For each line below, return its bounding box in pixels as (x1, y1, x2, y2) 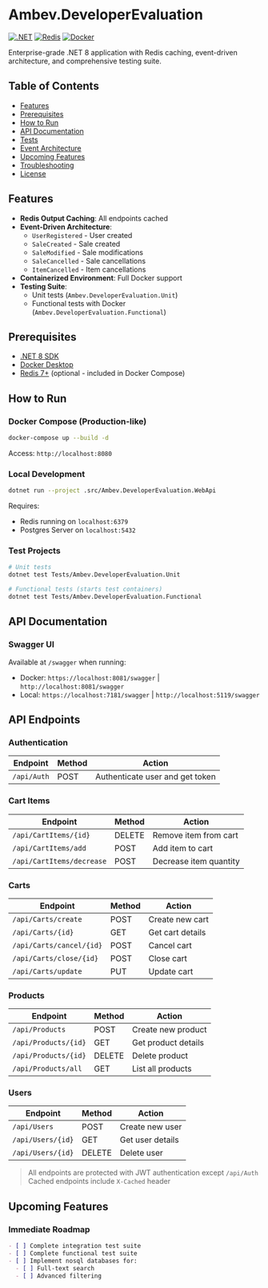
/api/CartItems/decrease (12, 856, 107, 866)
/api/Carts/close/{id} (12, 954, 98, 963)
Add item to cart (152, 842, 214, 854)
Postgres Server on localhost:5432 (19, 525, 136, 535)
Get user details (119, 1134, 179, 1145)
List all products (131, 1064, 192, 1075)
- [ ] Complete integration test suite (8, 1242, 142, 1250)
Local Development (8, 468, 86, 479)
